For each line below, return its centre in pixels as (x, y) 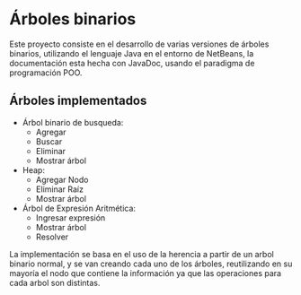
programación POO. (46, 73)
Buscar (49, 141)
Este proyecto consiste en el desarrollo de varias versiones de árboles (139, 44)
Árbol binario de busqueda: (73, 122)
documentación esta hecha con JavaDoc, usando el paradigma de (132, 63)
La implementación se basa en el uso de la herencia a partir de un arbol (142, 254)
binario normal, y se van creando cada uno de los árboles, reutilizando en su (151, 264)
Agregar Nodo (62, 179)
